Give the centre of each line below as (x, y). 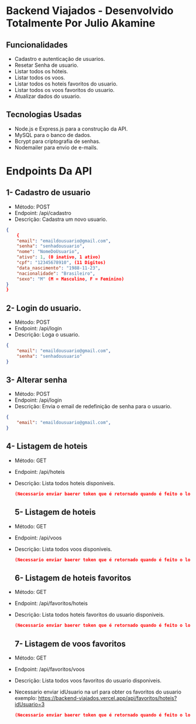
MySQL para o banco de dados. (53, 135)
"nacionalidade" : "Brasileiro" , (56, 274)
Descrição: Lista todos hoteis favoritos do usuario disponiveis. (90, 615)
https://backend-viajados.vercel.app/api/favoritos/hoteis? (107, 698)
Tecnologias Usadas (44, 115)
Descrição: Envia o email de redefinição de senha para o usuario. (93, 407)
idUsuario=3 (30, 704)
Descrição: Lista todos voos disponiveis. (63, 549)
